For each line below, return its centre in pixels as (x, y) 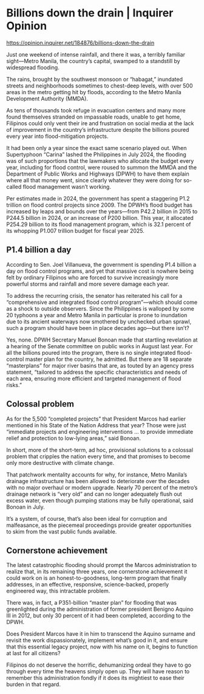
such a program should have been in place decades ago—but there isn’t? (98, 328)
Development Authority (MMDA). (47, 98)
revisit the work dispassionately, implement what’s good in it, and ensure (97, 641)
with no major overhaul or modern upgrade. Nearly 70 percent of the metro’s (102, 487)
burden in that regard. (33, 684)
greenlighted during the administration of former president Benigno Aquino (100, 609)
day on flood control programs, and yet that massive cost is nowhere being (100, 271)
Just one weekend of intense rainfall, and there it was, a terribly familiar (96, 54)
